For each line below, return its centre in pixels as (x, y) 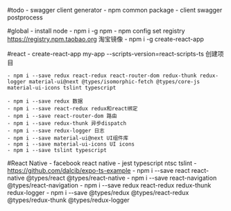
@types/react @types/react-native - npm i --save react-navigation (121, 178)
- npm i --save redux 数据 (45, 101)
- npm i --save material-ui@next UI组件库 (68, 138)
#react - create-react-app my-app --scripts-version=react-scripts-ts (106, 54)
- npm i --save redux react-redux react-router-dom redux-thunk (102, 76)
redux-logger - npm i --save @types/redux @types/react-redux (98, 193)
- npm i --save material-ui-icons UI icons (71, 144)
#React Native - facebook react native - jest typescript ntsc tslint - (102, 163)
